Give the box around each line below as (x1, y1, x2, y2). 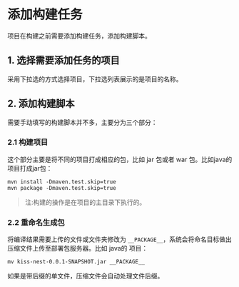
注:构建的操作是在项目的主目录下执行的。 (24, 198, 146, 206)
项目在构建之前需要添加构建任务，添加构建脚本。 (7, 31, 151, 40)
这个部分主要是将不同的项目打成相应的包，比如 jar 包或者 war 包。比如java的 (7, 155, 233, 163)
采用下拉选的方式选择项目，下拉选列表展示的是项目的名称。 (7, 74, 183, 83)
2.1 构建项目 (7, 137, 49, 147)
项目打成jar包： (7, 163, 53, 172)
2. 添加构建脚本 (7, 98, 75, 110)
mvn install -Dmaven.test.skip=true (7, 178, 116, 186)
